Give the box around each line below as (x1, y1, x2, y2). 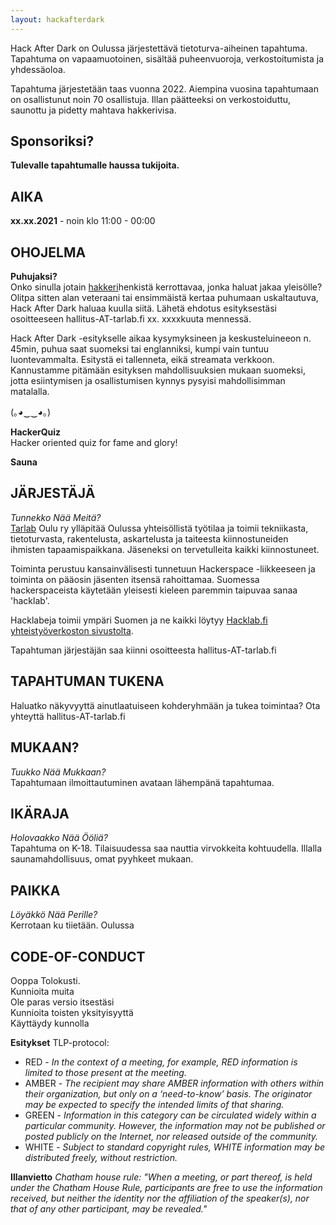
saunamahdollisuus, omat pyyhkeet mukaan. (10, 853, 194, 865)
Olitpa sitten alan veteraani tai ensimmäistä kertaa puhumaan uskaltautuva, (10, 292, 319, 304)
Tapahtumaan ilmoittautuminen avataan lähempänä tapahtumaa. (10, 776, 275, 788)
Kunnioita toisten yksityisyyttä (10, 1006, 134, 1018)
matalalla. (10, 386, 50, 398)
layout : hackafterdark (10, 14, 105, 25)
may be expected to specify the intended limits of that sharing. (24, 1098, 285, 1110)
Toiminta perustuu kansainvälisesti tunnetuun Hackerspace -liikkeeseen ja (10, 562, 316, 575)
